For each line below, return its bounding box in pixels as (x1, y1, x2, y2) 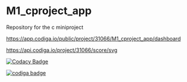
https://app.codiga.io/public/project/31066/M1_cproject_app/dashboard (6, 35, 181, 42)
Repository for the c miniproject (6, 24, 84, 31)
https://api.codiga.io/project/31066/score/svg (6, 46, 118, 54)
